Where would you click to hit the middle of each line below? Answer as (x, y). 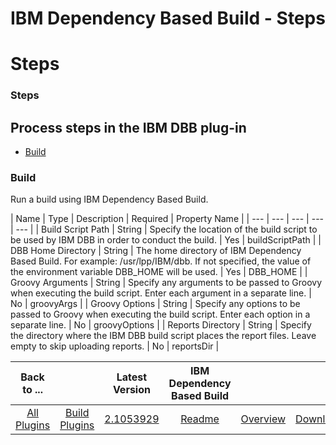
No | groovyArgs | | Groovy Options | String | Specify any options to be (155, 304)
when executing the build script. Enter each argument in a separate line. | (161, 293)
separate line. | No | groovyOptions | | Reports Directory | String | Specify (161, 325)
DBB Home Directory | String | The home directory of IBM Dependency (156, 251)
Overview (263, 419)
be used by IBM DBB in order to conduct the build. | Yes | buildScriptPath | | (166, 240)
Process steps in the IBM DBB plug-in (128, 127)
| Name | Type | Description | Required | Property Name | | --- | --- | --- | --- (167, 219)
